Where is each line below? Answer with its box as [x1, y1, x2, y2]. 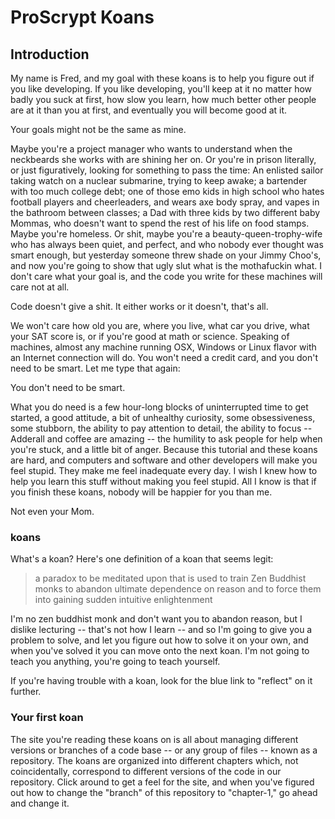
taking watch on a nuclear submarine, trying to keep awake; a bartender [10, 175, 308, 186]
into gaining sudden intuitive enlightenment [34, 594, 213, 606]
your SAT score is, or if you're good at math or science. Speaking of [10, 331, 290, 342]
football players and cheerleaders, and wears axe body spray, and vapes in [10, 196, 320, 208]
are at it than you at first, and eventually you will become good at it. [10, 104, 288, 116]
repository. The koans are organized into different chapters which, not [10, 754, 299, 766]
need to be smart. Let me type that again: [10, 362, 181, 374]
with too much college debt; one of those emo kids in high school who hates [10, 186, 325, 197]
